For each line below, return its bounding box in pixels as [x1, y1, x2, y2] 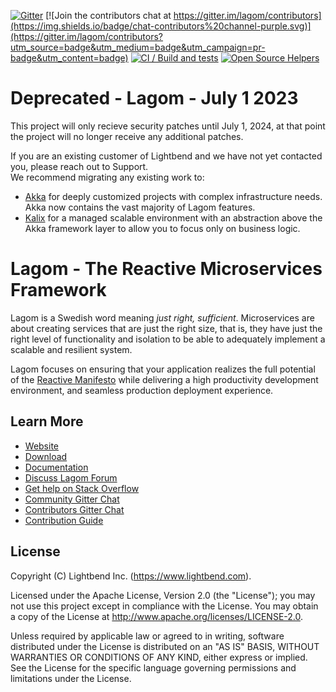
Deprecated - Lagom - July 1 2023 [10, 87, 299, 110]
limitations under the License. [10, 672, 132, 684]
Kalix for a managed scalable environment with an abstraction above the [24, 211, 323, 224]
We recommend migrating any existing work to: [10, 171, 205, 183]
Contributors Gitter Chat [24, 503, 125, 515]
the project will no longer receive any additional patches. [10, 130, 244, 142]
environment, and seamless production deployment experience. [10, 384, 274, 396]
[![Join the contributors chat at [45, 10, 172, 21]
